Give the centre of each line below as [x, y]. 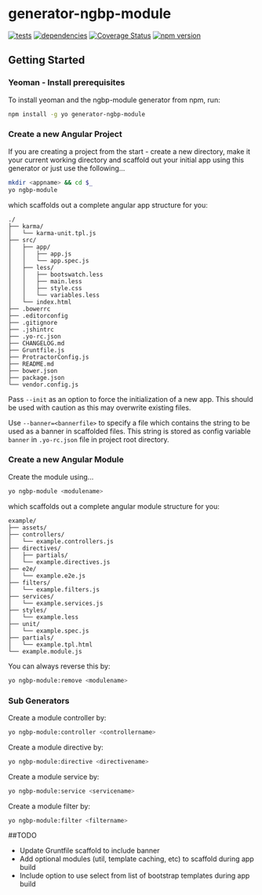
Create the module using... [51, 477]
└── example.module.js [45, 651]
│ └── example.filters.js [54, 589]
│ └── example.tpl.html [50, 645]
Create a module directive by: [56, 747]
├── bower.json [33, 370]
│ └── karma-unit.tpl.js [52, 233]
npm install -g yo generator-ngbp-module [77, 114]
